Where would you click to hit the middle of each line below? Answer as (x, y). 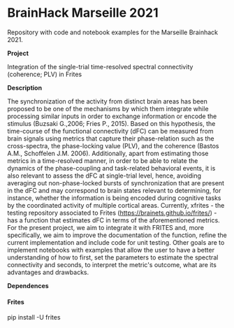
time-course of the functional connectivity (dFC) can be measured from (110, 131)
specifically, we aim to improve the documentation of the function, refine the (117, 235)
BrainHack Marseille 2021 (83, 13)
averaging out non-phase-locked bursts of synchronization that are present (116, 183)
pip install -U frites (34, 318)
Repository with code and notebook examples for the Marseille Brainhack (113, 32)
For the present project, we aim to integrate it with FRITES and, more (106, 227)
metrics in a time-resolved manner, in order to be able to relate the (103, 161)
